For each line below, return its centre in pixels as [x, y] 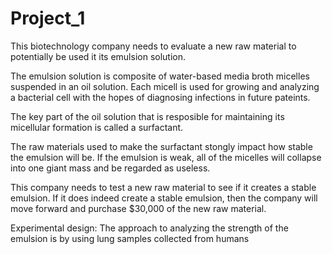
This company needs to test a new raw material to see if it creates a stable [163, 187]
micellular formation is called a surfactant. [97, 127]
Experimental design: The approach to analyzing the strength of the [149, 228]
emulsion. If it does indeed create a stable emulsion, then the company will [164, 198]
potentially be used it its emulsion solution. [98, 56]
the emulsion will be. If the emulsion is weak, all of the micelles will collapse [166, 157]
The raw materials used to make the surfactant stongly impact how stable [161, 146]
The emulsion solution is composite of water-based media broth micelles [160, 76]
